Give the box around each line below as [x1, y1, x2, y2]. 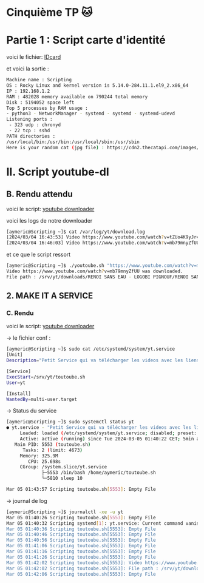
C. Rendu [6, 309, 34, 317]
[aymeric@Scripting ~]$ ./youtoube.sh [6, 263, 104, 269]
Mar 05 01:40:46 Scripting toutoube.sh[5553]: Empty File [6, 531, 156, 538]
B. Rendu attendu [6, 189, 73, 200]
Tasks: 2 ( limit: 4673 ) [22, 447, 83, 453]
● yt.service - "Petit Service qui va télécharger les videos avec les [6, 425, 191, 431]
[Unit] [6, 352, 23, 358]
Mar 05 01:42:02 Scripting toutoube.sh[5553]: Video [6, 559, 143, 566]
